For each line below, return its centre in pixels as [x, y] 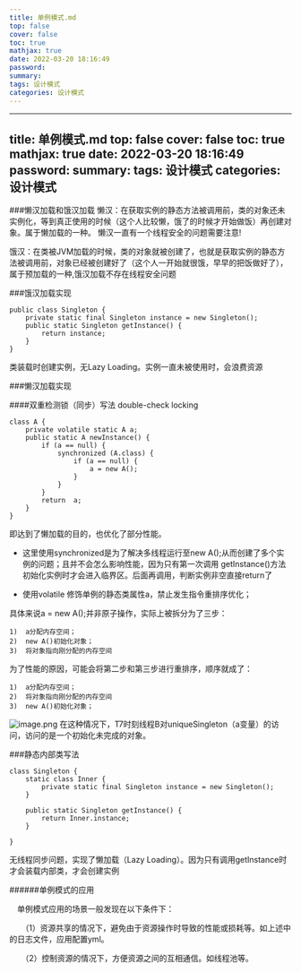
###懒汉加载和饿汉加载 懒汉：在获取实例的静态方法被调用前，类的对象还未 [147, 211]
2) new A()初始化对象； [52, 641]
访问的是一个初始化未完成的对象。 [87, 735]
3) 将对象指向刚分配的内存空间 [61, 651]
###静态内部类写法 [44, 754]
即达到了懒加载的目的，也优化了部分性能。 [88, 534]
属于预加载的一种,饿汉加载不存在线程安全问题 [93, 274]
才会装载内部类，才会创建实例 [64, 871]
